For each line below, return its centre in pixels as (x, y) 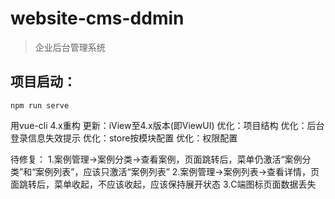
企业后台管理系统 (70, 47)
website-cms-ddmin (97, 18)
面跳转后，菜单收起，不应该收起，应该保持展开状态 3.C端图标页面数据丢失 (163, 184)
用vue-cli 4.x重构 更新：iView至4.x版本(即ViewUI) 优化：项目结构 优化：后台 (167, 125)
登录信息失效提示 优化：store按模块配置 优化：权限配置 (124, 138)
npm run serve (40, 105)
